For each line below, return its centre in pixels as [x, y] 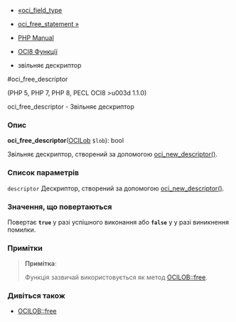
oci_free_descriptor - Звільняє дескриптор [71, 107]
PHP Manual [36, 38]
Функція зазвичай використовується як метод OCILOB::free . [116, 277]
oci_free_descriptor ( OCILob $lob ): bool [66, 141]
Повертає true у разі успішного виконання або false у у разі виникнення [118, 222]
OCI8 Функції [38, 52]
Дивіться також [36, 296]
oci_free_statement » [48, 24]
